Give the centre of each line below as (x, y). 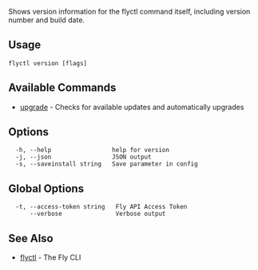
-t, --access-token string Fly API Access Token (101, 207)
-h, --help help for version (93, 151)
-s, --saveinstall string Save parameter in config (107, 164)
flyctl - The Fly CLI (50, 257)
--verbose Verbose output (97, 214)
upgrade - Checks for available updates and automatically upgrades (132, 107)
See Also (31, 238)
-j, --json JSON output (83, 157)
